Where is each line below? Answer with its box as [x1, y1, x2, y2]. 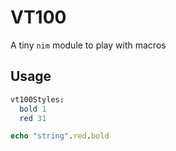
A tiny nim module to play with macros [10, 39, 167, 51]
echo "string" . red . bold [10, 131, 110, 141]
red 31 [19, 113, 47, 123]
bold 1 [19, 104, 47, 114]
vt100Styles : [10, 94, 65, 105]
